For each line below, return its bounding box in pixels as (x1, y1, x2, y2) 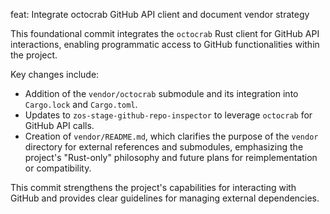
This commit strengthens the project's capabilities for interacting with (10, 182, 297, 193)
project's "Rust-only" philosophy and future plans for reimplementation (24, 152, 318, 163)
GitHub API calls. (24, 120, 95, 131)
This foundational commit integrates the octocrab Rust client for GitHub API (10, 28, 320, 39)
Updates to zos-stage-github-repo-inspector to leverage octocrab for (24, 109, 313, 121)
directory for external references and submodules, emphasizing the (24, 141, 304, 153)
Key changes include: (10, 69, 100, 80)
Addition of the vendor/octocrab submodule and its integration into (24, 88, 299, 99)
